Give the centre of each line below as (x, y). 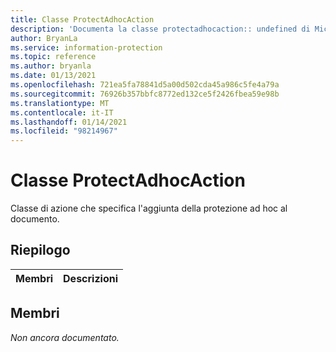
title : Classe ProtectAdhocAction (82, 19)
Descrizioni (91, 278)
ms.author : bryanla (51, 66)
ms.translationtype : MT (60, 103)
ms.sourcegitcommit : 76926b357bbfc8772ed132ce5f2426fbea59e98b (145, 94)
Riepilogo (40, 250)
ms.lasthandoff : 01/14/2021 (69, 122)
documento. (35, 219)
